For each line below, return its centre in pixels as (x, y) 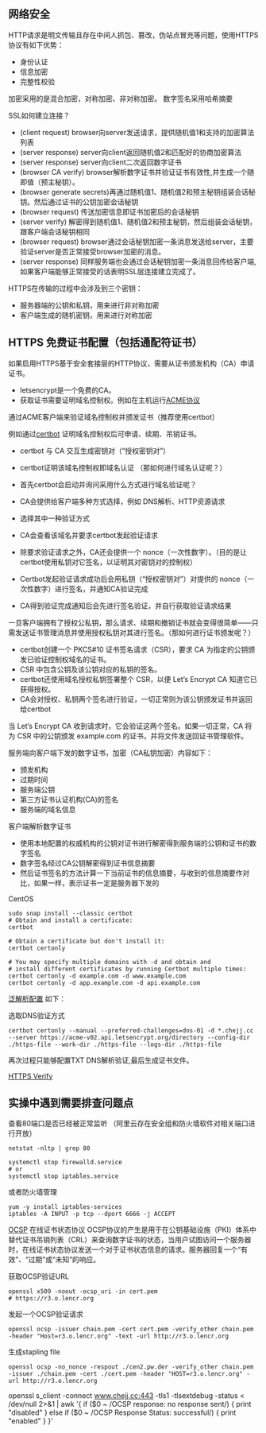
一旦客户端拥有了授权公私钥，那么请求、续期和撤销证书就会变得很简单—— (130, 622)
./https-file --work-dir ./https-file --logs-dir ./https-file (115, 1044)
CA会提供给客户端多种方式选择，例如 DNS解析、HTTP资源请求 (122, 501)
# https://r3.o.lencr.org (51, 1299)
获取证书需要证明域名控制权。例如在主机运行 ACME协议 (110, 400)
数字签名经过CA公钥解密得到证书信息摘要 (87, 863)
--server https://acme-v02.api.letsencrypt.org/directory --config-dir (129, 1037)
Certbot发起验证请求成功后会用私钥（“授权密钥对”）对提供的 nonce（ (133, 579)
